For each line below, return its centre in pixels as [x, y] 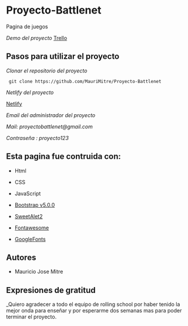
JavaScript [28, 193]
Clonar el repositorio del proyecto [47, 71]
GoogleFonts [30, 239]
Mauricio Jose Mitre [39, 272]
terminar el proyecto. [31, 317]
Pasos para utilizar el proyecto [63, 56]
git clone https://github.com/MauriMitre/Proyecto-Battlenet [85, 81]
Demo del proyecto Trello [37, 38]
